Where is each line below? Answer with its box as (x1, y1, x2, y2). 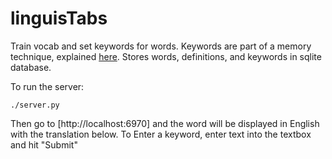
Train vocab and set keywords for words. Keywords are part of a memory (10, 40, 312, 52)
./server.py (10, 100, 60, 110)
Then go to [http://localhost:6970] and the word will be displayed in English (10, 117, 320, 129)
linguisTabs (10, 7, 108, 30)
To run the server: (10, 80, 85, 92)
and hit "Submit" (10, 138, 78, 151)
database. (10, 61, 52, 73)
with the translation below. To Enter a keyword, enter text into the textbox (10, 128, 312, 140)
